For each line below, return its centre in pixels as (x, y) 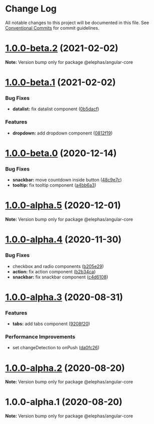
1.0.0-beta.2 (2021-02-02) (62, 48)
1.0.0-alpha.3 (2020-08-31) (64, 297)
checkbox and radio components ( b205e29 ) (58, 266)
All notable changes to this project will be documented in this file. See (77, 23)
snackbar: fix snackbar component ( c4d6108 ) (60, 277)
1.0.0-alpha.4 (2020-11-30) (63, 240)
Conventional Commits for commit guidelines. (52, 28)
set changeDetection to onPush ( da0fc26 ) (56, 348)
